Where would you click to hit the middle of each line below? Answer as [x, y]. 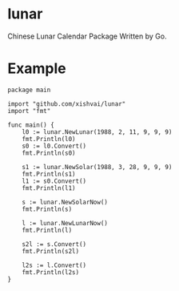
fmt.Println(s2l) [51, 251]
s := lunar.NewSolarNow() [65, 202]
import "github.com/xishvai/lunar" [67, 104]
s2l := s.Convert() [54, 244]
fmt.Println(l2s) [51, 272]
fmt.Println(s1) [49, 174]
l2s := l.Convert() [54, 265]
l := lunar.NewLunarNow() [65, 223]
